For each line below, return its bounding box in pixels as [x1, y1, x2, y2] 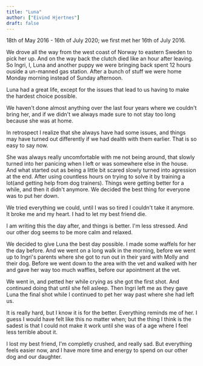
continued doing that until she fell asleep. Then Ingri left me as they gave [6, 285, 188, 292]
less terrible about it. [6, 328, 58, 336]
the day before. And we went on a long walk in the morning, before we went [6, 247, 196, 254]
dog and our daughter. [6, 353, 62, 361]
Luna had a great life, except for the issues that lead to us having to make [6, 86, 190, 93]
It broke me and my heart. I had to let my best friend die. [6, 211, 147, 218]
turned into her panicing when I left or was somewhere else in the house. [6, 160, 188, 168]
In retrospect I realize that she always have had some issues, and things [6, 129, 186, 137]
